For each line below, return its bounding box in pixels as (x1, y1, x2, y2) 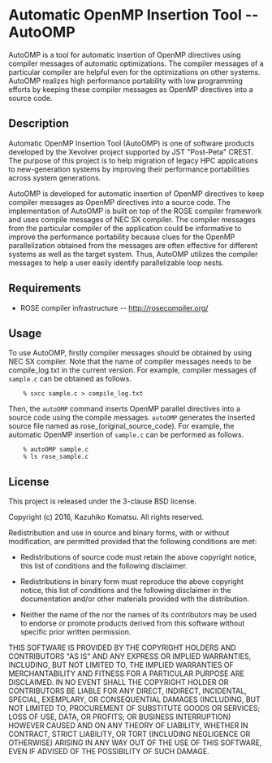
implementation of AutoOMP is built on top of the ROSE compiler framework (8, 206, 262, 216)
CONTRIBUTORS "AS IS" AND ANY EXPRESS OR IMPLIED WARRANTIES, (8, 652, 252, 661)
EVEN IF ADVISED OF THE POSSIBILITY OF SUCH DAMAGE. (8, 747, 209, 756)
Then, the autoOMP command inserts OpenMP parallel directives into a (8, 404, 241, 414)
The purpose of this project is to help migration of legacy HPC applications (8, 155, 258, 165)
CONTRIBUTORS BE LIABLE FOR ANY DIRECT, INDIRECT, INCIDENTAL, (8, 686, 248, 696)
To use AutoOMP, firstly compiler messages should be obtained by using (8, 348, 252, 358)
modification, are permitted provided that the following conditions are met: (8, 537, 257, 547)
